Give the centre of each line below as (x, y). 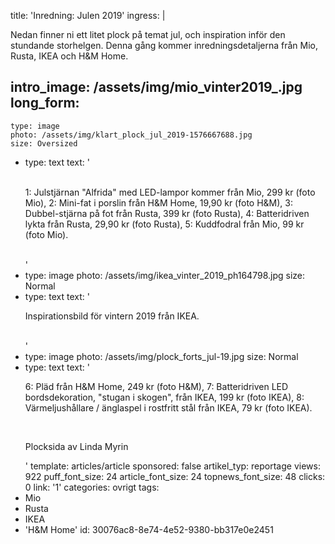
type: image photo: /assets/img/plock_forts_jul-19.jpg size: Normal (161, 356)
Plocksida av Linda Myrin (76, 446)
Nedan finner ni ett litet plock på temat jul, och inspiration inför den (148, 34)
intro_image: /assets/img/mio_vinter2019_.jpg (156, 87)
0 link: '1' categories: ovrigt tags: (92, 487)
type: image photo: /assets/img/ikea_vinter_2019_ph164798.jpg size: (164, 275)
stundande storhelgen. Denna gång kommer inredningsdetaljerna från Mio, (164, 45)
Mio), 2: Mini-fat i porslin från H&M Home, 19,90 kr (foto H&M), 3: (158, 202)
